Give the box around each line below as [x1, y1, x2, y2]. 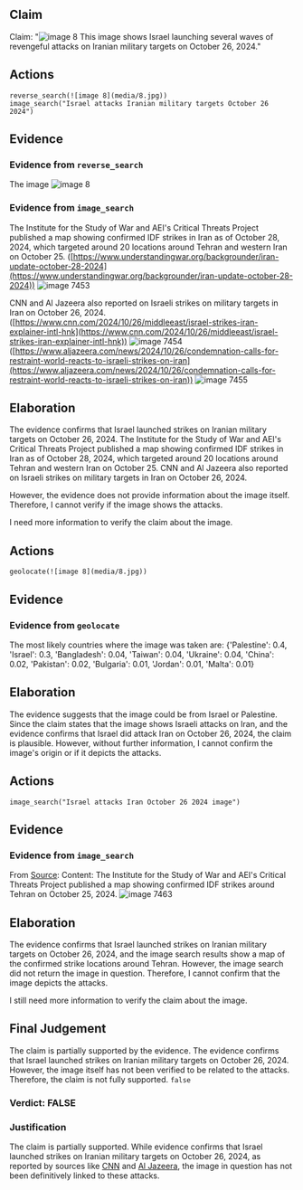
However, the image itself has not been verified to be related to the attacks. [9, 1064, 290, 1075]
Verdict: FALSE [9, 1096, 77, 1109]
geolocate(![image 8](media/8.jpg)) [9, 567, 147, 577]
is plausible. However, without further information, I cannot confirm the [9, 737, 273, 749]
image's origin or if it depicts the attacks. [9, 747, 162, 758]
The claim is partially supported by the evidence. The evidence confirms [9, 1044, 279, 1056]
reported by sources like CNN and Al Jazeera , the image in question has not [9, 1161, 292, 1172]
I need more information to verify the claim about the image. [9, 517, 233, 528]
